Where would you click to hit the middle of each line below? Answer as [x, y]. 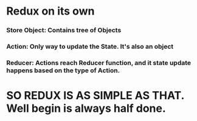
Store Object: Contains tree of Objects [64, 30]
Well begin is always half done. [86, 109]
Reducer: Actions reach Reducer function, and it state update [99, 63]
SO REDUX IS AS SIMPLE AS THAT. [95, 96]
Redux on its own [50, 11]
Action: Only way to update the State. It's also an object [90, 47]
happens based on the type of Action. [63, 70]
